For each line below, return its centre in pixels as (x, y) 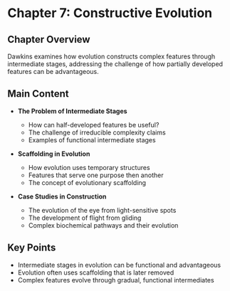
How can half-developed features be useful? (94, 125)
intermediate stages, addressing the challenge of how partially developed (115, 64)
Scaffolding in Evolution (54, 154)
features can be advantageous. (53, 72)
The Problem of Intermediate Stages (72, 111)
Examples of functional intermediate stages (92, 139)
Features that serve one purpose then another (96, 175)
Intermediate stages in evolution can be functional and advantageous (119, 265)
